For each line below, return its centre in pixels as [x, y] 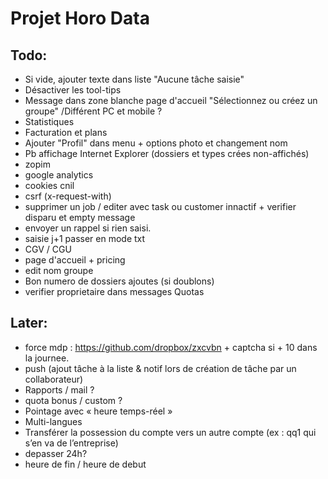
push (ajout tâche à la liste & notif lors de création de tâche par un [160, 368]
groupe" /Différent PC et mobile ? [93, 111]
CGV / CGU [48, 249]
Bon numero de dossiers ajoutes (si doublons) [119, 281]
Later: [29, 323]
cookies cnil [49, 185]
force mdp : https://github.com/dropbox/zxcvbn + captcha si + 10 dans [171, 347]
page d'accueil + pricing [75, 260]
